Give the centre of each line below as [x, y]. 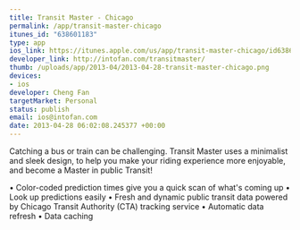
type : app [28, 43]
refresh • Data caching [51, 216]
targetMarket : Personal [54, 101]
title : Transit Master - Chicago [71, 17]
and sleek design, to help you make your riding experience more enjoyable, [147, 161]
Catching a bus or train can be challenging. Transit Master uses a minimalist [149, 151]
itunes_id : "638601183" [54, 34]
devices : [25, 76]
